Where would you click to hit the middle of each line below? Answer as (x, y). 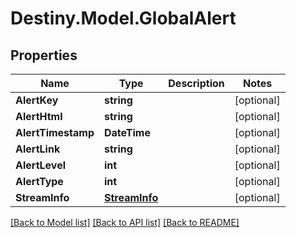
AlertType (39, 181)
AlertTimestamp (55, 132)
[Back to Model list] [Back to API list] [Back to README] (125, 222)
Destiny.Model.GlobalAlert (123, 18)
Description (196, 83)
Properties (44, 55)
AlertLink (38, 149)
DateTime (127, 132)
